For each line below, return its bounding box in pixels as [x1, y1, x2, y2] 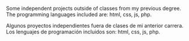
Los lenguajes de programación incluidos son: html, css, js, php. [6, 28, 160, 35]
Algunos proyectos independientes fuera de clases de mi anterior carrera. [6, 23, 184, 29]
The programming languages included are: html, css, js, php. [6, 11, 152, 18]
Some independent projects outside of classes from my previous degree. [6, 5, 181, 12]
